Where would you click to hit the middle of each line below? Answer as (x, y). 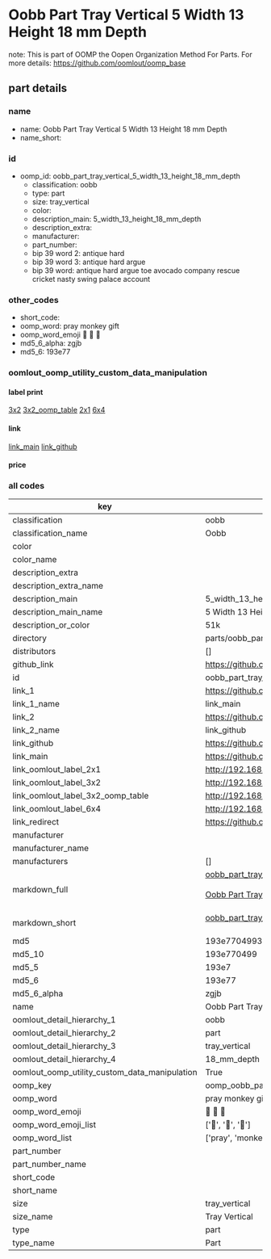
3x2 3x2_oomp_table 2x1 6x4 (57, 410)
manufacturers (40, 862)
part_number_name (49, 1165)
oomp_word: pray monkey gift (69, 326)
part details (38, 88)
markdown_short (44, 923)
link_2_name (36, 730)
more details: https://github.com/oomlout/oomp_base (97, 63)
